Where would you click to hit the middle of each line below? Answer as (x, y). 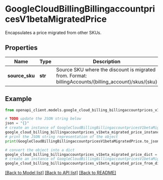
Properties (21, 48)
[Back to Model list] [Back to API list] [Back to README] (61, 173)
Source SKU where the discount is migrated (106, 70)
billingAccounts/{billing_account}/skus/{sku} (107, 82)
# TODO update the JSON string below (43, 119)
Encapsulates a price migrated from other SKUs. (53, 32)
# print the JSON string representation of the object (62, 136)
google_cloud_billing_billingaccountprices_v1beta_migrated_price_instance (83, 132)
